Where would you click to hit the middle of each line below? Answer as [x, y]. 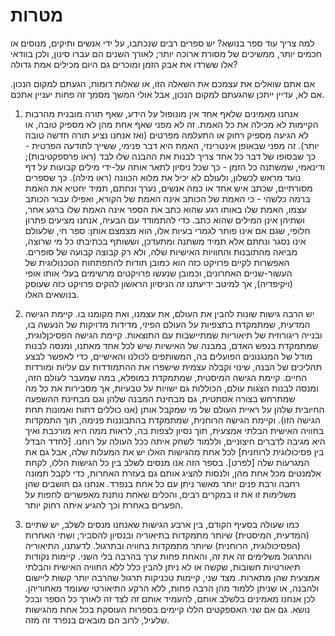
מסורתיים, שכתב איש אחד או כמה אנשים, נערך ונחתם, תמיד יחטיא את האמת [168, 188]
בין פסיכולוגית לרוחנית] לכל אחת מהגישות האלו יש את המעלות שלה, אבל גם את [174, 451]
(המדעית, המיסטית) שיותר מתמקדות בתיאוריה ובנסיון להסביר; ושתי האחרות [167, 535]
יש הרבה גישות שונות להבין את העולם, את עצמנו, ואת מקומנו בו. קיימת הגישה [169, 313]
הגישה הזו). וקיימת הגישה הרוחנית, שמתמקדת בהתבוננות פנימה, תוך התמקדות [172, 420]
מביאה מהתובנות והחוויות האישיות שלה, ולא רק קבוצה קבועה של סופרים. [161, 251]
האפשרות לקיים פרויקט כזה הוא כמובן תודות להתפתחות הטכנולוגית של [157, 262]
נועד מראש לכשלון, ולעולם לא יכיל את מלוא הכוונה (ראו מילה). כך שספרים [163, 177]
